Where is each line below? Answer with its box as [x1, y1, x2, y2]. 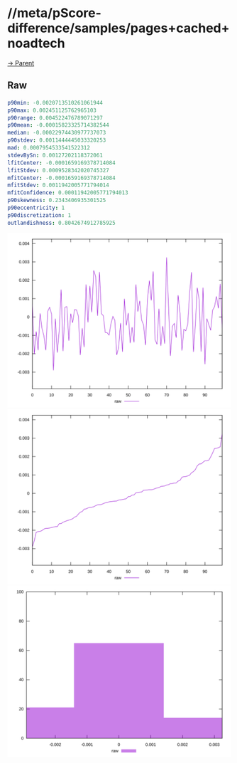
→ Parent [7, 58, 35, 67]
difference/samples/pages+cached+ [7, 20, 230, 36]
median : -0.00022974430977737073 [7, 130, 106, 137]
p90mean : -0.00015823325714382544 [7, 122, 110, 129]
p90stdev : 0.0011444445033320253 [7, 137, 106, 144]
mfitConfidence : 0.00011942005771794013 [7, 189, 129, 196]
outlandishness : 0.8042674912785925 [7, 219, 116, 226]
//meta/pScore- [7, 5, 101, 21]
